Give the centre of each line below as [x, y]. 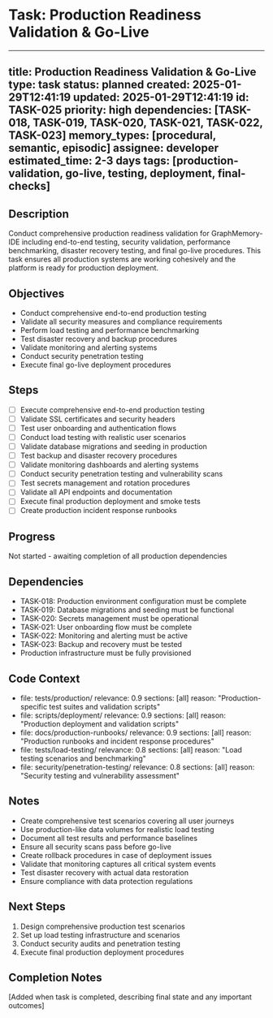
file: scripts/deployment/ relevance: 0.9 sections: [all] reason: [123, 715]
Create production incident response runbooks [98, 511]
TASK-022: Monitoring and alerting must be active [104, 636]
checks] [30, 186]
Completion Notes [55, 977]
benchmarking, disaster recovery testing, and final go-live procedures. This [135, 251]
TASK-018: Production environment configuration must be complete [133, 602]
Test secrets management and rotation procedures [105, 483]
